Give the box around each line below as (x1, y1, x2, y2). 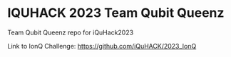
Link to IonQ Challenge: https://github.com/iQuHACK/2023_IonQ (7, 42, 197, 50)
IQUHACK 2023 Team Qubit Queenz (7, 5, 225, 21)
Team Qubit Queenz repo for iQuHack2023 (7, 28, 134, 37)
